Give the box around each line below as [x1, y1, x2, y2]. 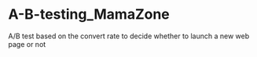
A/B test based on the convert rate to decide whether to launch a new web [8, 31, 250, 41]
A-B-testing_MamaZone [8, 5, 171, 23]
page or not [8, 39, 46, 48]
